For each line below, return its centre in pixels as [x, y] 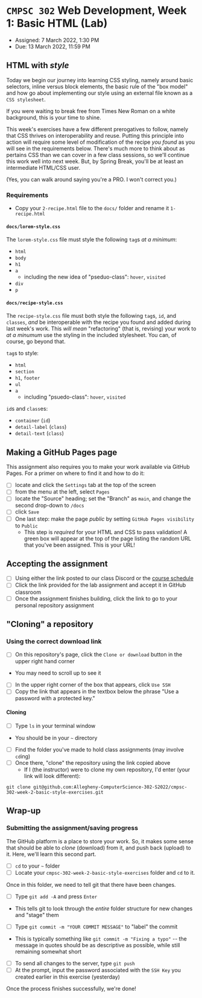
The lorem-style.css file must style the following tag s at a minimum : [92, 240]
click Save [27, 512]
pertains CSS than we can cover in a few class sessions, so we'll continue [98, 155]
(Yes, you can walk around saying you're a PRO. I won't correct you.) [91, 179]
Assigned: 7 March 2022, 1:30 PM [57, 40]
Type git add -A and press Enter [56, 896]
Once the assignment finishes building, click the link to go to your [96, 598]
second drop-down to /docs [49, 506]
